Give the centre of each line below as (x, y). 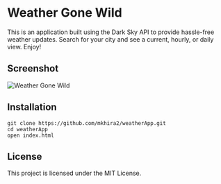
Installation (32, 107)
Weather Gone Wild (65, 13)
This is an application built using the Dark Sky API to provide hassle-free (111, 32)
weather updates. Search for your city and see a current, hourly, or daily (110, 39)
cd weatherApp (28, 129)
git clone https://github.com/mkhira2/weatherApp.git (87, 123)
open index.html (31, 135)
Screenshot (33, 68)
